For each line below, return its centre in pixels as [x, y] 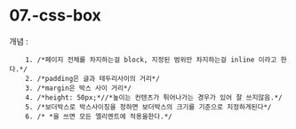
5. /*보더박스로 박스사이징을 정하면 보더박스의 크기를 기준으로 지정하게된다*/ [148, 107]
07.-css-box [56, 16]
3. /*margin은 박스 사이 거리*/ [78, 88]
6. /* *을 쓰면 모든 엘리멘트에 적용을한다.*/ [99, 117]
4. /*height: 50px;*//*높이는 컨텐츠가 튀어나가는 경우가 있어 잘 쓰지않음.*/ [154, 97]
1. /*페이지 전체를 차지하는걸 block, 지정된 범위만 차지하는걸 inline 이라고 [151, 60]
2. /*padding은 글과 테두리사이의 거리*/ [92, 78]
